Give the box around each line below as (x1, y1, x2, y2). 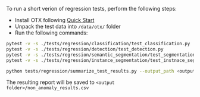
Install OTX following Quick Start (14, 17, 95, 23)
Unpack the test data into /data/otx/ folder (14, 23, 121, 30)
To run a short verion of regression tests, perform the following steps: (6, 5, 177, 12)
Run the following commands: (14, 29, 88, 36)
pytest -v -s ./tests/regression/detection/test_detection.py (6, 46, 164, 52)
